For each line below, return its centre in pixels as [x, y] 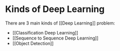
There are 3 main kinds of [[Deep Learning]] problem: [60, 23]
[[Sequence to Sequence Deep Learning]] [55, 38]
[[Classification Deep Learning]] [45, 32]
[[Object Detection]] [33, 43]
